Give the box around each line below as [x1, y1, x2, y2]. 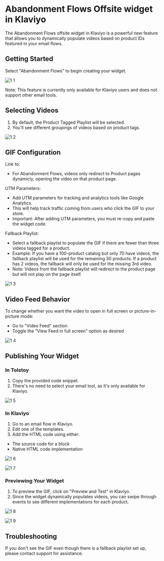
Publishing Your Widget [5, 352, 79, 360]
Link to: [5, 161, 21, 167]
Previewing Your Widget [5, 478, 64, 484]
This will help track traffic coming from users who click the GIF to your [12, 205, 155, 212]
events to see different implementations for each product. [12, 499, 129, 505]
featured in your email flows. [5, 40, 63, 46]
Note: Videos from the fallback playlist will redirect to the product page [12, 266, 156, 272]
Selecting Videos [5, 107, 59, 115]
